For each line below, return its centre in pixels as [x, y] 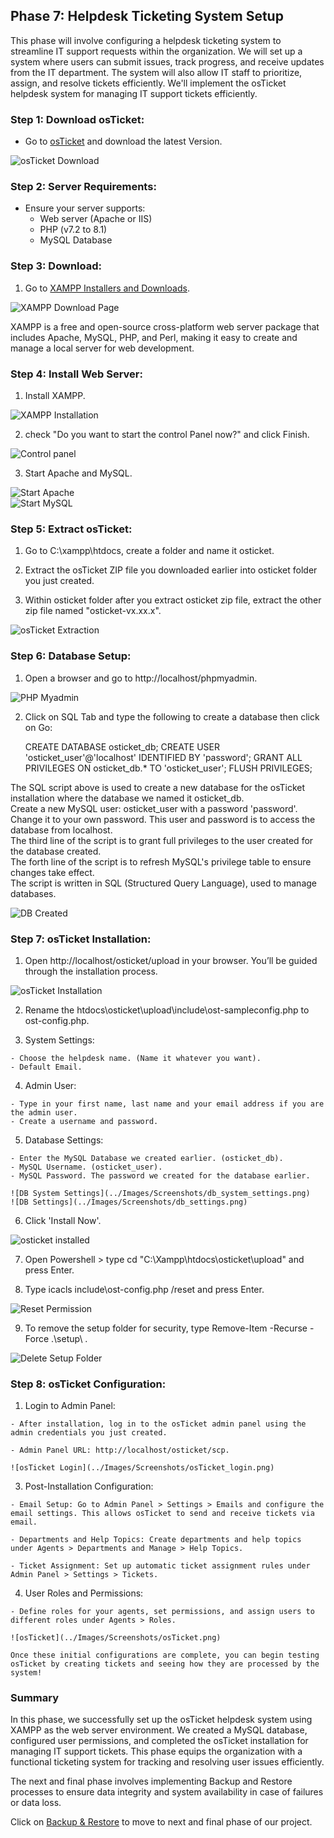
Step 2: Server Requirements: [83, 187]
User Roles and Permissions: [84, 1593]
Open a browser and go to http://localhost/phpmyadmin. [141, 678]
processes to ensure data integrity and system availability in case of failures [167, 1792]
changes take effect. [52, 872]
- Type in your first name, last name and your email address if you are [167, 1104]
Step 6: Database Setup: [71, 656]
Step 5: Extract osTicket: [71, 529]
